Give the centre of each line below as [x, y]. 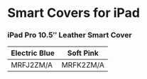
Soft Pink [83, 53]
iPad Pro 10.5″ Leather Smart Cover [70, 35]
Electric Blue [33, 53]
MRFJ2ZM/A [32, 65]
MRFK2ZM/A [83, 65]
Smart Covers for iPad [74, 13]
